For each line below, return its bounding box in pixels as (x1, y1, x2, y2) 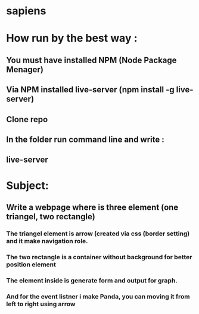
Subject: (6, 179, 49, 192)
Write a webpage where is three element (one (6, 202, 179, 212)
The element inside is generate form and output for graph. (6, 276, 178, 284)
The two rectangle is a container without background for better (6, 253, 192, 261)
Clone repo (6, 114, 48, 125)
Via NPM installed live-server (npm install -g (6, 85, 175, 95)
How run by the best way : (6, 32, 138, 45)
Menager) (6, 64, 43, 74)
